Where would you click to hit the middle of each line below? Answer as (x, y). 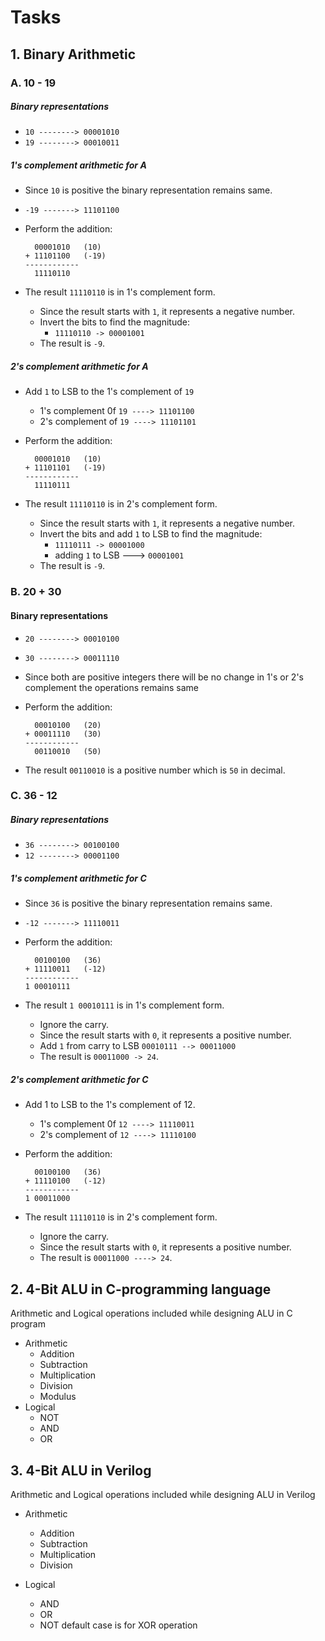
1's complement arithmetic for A (78, 165)
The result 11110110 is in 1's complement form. (120, 292)
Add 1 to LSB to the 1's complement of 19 (109, 392)
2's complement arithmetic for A (79, 367)
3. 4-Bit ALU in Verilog (81, 1470)
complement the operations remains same (111, 687)
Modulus (58, 1397)
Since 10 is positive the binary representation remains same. (148, 190)
